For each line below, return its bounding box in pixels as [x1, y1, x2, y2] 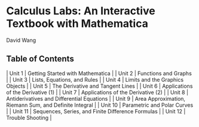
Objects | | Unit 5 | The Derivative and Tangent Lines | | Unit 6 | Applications [6, 82, 193, 89]
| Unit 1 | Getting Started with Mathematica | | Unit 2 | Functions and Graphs [6, 70, 192, 77]
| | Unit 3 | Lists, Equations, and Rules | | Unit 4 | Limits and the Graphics [6, 76, 184, 83]
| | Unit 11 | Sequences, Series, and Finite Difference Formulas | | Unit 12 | [6, 107, 186, 114]
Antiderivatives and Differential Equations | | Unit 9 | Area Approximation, [6, 95, 186, 102]
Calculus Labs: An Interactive [6, 4, 155, 18]
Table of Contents [6, 54, 75, 64]
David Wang [6, 36, 36, 44]
